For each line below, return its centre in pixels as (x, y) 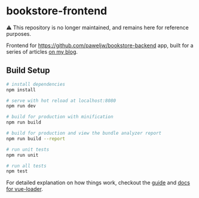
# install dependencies (36, 84)
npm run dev (21, 106)
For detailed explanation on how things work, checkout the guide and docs (98, 182)
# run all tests (26, 166)
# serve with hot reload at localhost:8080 (61, 100)
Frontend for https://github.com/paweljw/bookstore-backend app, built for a (100, 45)
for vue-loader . (25, 189)
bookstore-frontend (57, 11)
